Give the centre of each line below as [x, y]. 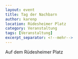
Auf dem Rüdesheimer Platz [34, 52]
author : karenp [21, 19]
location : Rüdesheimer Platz [36, 24]
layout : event [20, 10]
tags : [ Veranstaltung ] [29, 33]
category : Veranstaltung [31, 28]
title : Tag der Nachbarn [31, 14]
